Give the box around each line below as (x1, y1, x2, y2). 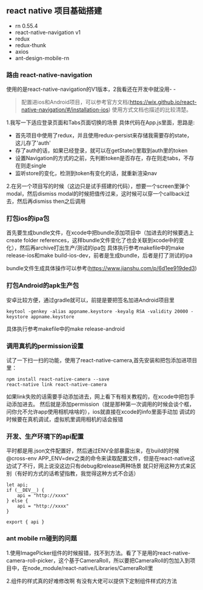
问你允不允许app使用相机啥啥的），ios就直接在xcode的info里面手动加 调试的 (6, 408, 196, 415)
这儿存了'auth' (15, 139, 52, 147)
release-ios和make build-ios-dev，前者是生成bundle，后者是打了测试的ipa (6, 252, 193, 259)
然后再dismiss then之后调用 (16, 197, 86, 205)
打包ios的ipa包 (6, 214, 50, 223)
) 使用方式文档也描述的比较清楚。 (108, 106, 192, 113)
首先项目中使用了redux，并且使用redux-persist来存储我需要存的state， (15, 132, 193, 139)
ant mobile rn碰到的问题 (6, 534, 78, 543)
